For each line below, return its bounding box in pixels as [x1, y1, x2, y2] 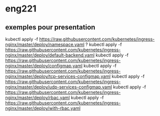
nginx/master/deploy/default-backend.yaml [5, 52, 95, 58]
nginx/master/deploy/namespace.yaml [5, 41, 85, 47]
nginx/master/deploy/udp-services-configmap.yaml [5, 84, 112, 90]
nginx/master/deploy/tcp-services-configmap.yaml [5, 73, 111, 79]
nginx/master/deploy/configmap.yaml [5, 63, 83, 68]
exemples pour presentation [5, 23, 95, 31]
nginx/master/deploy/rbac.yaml [5, 94, 70, 100]
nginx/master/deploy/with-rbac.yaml [5, 105, 81, 111]
